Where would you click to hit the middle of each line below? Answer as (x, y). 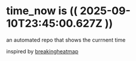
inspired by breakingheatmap (43, 51)
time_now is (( (42, 11)
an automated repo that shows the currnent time (66, 40)
